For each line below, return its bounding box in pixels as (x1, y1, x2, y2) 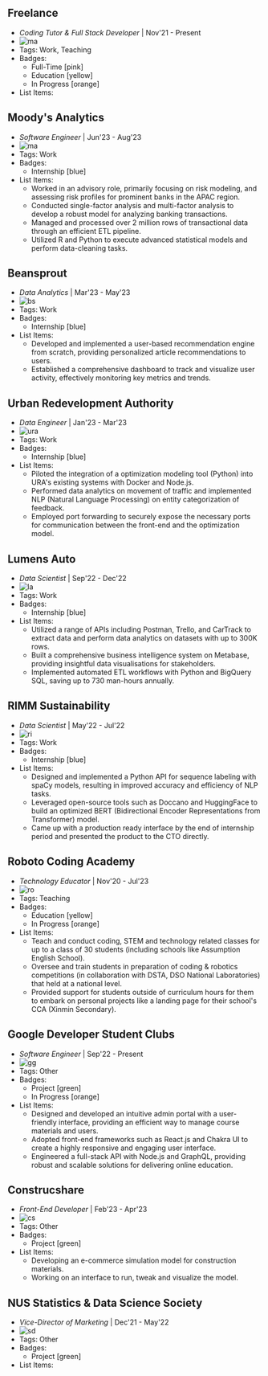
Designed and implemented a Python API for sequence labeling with (30, 772, 257, 781)
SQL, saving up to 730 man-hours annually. (30, 676, 175, 686)
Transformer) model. (30, 814, 99, 824)
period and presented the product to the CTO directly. (30, 831, 209, 841)
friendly (30, 1117, 57, 1127)
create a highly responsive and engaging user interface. (30, 1143, 217, 1153)
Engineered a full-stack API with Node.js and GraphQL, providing (30, 1151, 246, 1161)
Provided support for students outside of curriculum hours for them (30, 987, 254, 997)
